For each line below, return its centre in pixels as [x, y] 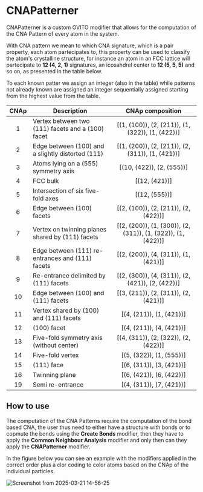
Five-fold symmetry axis [68, 337]
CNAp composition [154, 111]
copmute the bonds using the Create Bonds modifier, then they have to [95, 433]
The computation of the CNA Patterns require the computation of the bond [99, 421]
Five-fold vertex [56, 355]
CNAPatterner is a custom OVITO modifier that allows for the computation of [101, 27]
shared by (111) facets [66, 237]
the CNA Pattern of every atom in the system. [63, 33]
